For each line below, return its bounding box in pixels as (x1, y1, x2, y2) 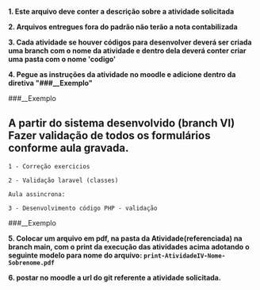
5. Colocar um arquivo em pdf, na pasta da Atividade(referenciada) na (8, 234, 243, 243)
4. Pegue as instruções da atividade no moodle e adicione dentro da (8, 70, 236, 79)
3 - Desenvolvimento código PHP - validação (8, 204, 158, 212)
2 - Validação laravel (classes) (8, 176, 119, 184)
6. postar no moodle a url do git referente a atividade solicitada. (8, 273, 222, 282)
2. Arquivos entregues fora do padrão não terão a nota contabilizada (8, 22, 238, 31)
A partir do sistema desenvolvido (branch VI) (8, 117, 235, 130)
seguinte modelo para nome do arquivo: (8, 250, 143, 260)
